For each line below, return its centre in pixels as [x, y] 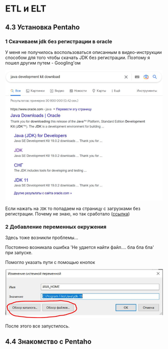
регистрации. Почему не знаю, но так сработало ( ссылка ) [67, 214]
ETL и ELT [26, 9]
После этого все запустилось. [37, 326]
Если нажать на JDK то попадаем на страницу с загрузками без [73, 208]
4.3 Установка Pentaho [42, 27]
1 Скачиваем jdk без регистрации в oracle [59, 41]
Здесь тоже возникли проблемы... [42, 237]
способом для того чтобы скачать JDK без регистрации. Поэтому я [77, 57]
